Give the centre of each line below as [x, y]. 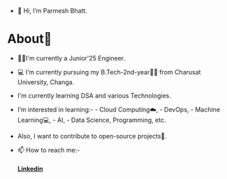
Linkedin [30, 169]
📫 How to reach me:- [49, 150]
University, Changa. [46, 82]
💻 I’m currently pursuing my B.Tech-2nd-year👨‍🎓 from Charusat [109, 72]
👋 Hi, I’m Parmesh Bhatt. [52, 11]
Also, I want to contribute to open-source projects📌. [92, 136]
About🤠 [30, 39]
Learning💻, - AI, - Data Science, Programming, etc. [91, 120]
